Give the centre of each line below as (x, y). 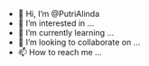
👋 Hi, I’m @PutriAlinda (59, 14)
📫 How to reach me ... (60, 52)
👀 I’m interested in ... (56, 23)
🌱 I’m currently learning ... (66, 33)
